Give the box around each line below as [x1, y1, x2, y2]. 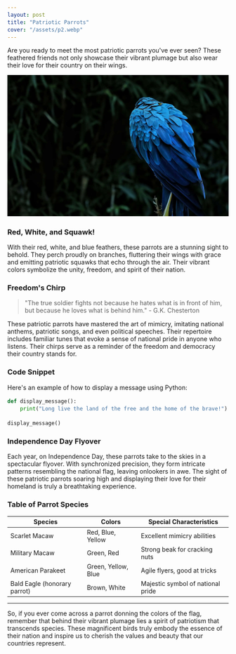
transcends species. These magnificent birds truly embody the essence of [7, 624, 223, 632]
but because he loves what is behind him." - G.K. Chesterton [24, 306, 200, 315]
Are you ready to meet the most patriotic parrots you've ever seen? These [7, 46, 221, 55]
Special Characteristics [148, 518, 219, 526]
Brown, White [86, 583, 126, 592]
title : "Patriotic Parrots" [7, 18, 90, 26]
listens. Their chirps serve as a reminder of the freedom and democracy [7, 342, 216, 351]
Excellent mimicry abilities [140, 532, 216, 540]
